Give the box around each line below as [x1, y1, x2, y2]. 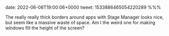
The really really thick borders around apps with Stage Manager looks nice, [5, 14, 164, 20]
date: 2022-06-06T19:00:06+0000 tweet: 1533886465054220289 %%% [5, 5, 161, 10]
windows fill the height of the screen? [5, 25, 84, 31]
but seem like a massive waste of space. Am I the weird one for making [5, 20, 156, 25]
